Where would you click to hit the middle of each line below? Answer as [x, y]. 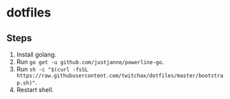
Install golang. [36, 54]
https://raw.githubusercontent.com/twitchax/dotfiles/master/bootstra [120, 76]
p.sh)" [26, 83]
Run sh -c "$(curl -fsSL [52, 69]
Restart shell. [35, 90]
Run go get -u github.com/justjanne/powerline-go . [90, 62]
